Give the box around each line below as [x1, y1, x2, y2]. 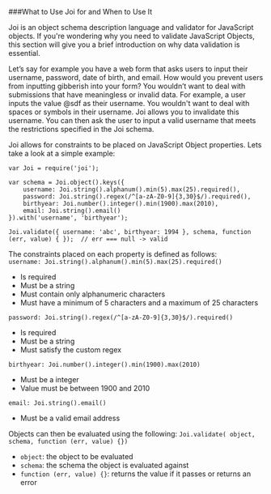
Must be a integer [19, 375, 79, 384]
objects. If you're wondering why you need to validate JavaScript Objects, [8, 32, 255, 40]
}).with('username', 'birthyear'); [8, 214, 129, 222]
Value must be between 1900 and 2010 [19, 384, 150, 393]
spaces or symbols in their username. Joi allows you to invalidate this [8, 107, 240, 117]
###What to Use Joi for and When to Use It [8, 7, 153, 16]
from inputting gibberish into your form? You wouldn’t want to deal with [8, 81, 246, 91]
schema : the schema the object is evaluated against [19, 461, 189, 470]
